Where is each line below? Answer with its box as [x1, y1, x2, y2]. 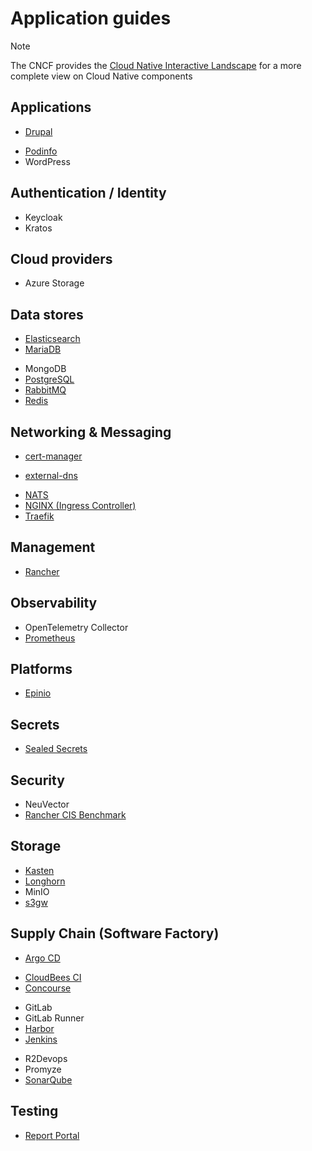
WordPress [24, 155, 71, 167]
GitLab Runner [24, 1012, 85, 1024]
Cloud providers [10, 250, 113, 267]
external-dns [24, 470, 78, 481]
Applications [10, 99, 92, 116]
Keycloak [24, 211, 63, 223]
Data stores [10, 306, 84, 323]
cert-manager [24, 450, 83, 462]
